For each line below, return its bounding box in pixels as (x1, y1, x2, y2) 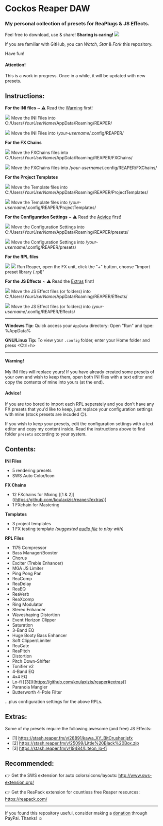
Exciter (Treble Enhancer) (12, 560, 63, 566)
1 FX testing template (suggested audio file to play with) (12, 526, 124, 532)
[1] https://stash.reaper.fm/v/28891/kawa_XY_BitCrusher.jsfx (12, 735, 133, 741)
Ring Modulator (12, 601, 43, 607)
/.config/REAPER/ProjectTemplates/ (25, 205, 96, 210)
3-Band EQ (12, 627, 34, 633)
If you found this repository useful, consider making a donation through (5, 810, 147, 816)
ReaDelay (12, 581, 32, 586)
